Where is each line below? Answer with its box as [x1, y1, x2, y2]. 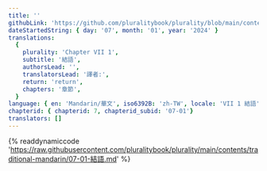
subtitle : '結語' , [22, 56, 81, 64]
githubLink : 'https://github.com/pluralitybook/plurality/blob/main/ [8, 19, 244, 27]
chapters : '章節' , [22, 85, 81, 93]
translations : [8, 33, 56, 42]
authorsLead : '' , [22, 63, 80, 71]
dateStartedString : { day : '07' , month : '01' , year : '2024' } [8, 26, 219, 34]
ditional [8, 154, 33, 163]
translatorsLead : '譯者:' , [22, 70, 110, 78]
